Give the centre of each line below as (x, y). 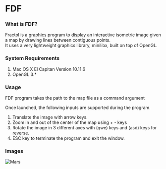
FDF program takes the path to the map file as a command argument (75, 98)
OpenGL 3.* (25, 74)
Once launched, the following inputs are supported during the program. (78, 108)
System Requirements (32, 58)
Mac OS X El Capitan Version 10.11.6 (49, 69)
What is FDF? (22, 24)
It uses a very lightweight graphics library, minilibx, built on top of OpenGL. (81, 46)
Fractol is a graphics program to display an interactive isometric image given (83, 35)
